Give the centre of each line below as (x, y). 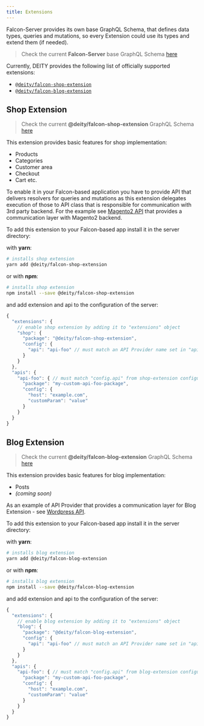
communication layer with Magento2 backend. (64, 218)
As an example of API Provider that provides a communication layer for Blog (101, 505)
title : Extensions (29, 12)
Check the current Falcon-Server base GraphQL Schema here (99, 54)
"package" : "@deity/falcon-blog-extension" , (80, 633)
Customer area (34, 167)
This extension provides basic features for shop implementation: (87, 142)
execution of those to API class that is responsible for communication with (99, 205)
